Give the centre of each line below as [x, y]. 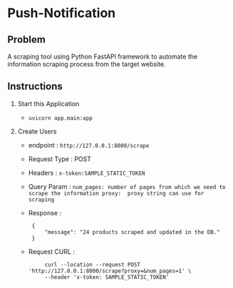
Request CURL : [52, 252]
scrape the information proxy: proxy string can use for [116, 193]
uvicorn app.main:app [60, 118]
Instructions [35, 87]
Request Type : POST [59, 159]
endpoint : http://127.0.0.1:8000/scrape [89, 145]
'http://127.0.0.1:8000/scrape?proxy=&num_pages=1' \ [110, 271]
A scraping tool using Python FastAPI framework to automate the [103, 56]
